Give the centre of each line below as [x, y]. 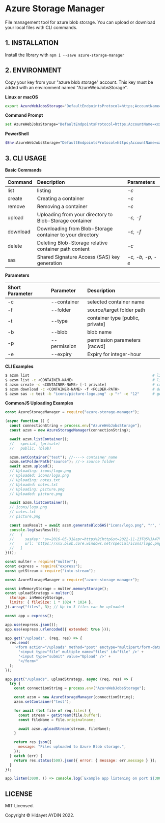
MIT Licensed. [20, 806]
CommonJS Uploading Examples [39, 403]
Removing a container [62, 206]
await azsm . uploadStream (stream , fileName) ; [64, 729]
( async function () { [27, 421]
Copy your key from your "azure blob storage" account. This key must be [79, 82]
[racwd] [96, 346]
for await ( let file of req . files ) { [53, 710]
